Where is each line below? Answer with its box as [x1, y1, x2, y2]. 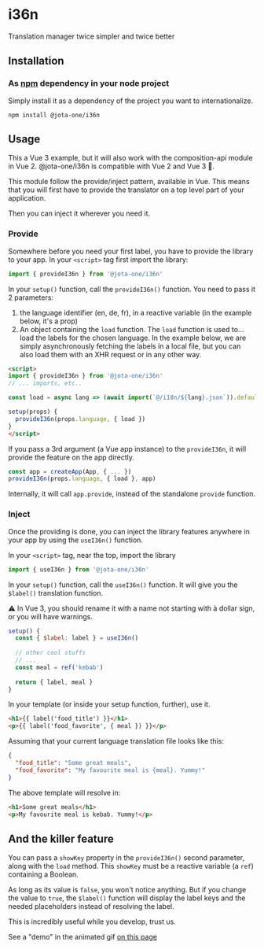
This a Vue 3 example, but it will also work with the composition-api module [8, 153, 253, 163]
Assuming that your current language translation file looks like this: [8, 737, 224, 746]
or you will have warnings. [8, 611, 93, 621]
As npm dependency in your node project [8, 78, 170, 89]
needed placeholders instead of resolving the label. [8, 902, 174, 911]
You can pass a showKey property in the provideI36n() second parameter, [8, 853, 245, 862]
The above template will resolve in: [8, 788, 121, 797]
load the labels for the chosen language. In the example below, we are [19, 333, 247, 342]
